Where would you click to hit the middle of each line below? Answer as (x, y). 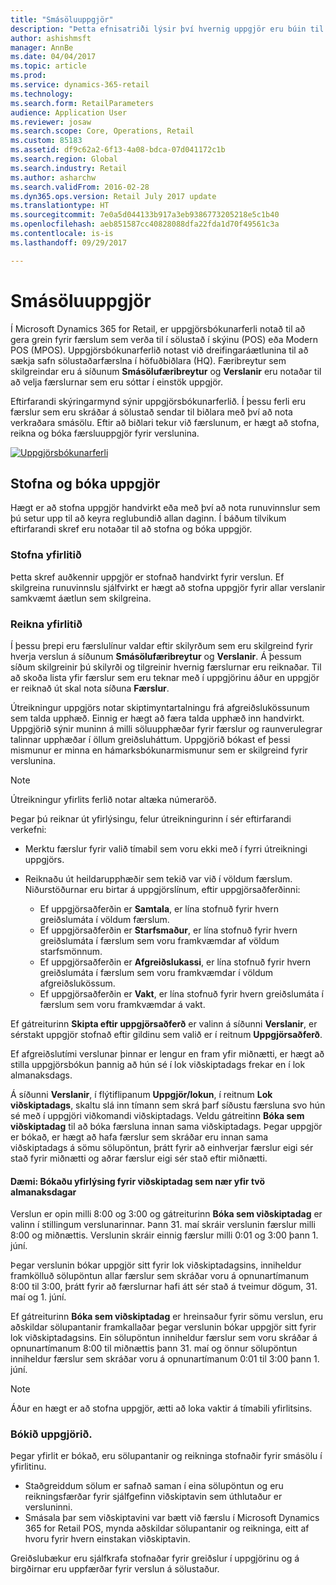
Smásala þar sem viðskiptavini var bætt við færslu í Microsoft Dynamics (172, 1518)
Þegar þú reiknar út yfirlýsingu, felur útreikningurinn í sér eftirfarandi (151, 818)
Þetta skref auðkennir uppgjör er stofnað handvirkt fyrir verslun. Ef (147, 577)
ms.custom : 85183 (46, 141)
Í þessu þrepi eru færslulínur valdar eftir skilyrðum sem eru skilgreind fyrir (161, 645)
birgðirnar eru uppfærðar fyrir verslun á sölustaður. (115, 1569)
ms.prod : (28, 76)
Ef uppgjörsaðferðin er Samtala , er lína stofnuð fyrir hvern (159, 908)
